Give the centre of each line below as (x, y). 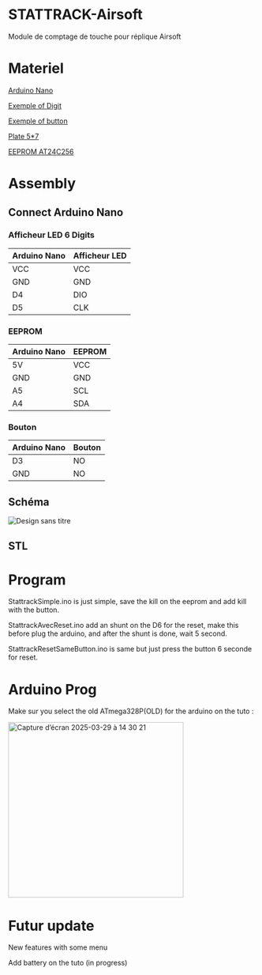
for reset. (23, 657)
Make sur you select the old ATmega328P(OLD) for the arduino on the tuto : (131, 711)
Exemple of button (38, 121)
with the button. (34, 610)
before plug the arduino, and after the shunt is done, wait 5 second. (118, 633)
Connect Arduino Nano (66, 212)
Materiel (36, 68)
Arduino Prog (52, 689)
